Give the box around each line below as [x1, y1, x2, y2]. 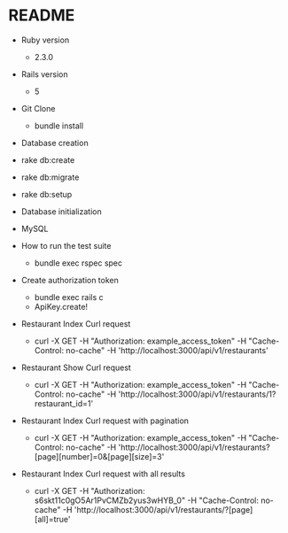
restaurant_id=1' [34, 398, 94, 408]
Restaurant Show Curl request [20, 362, 132, 373]
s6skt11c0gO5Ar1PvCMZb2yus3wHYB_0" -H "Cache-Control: [34, 495, 259, 506]
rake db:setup [20, 189, 73, 199]
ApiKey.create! [34, 301, 89, 312]
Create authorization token [20, 274, 119, 285]
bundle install [34, 120, 84, 131]
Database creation [20, 137, 90, 148]
